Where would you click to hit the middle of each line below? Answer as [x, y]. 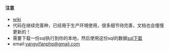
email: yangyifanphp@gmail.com [46, 44]
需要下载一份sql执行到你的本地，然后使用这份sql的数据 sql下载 [77, 38]
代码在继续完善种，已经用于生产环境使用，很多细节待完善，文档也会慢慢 [88, 25]
